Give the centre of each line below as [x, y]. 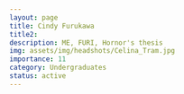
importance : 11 [38, 59]
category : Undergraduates [58, 68]
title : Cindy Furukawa [52, 26]
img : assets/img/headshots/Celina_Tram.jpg [92, 51]
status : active [38, 76]
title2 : [24, 34]
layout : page [34, 17]
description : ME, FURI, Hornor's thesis [87, 43]
